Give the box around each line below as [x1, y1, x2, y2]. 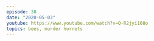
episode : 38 [6, 8, 37, 15]
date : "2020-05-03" [6, 14, 56, 20]
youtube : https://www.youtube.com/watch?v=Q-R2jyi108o [6, 20, 149, 26]
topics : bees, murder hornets [6, 25, 83, 32]
